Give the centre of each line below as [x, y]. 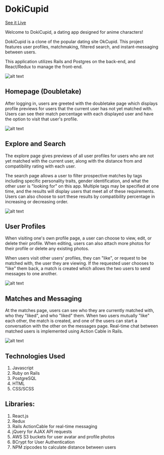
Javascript [23, 368]
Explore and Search [35, 144]
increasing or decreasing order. [37, 201]
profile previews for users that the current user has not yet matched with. [79, 108]
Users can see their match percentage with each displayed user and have [79, 114]
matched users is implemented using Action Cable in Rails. [64, 331]
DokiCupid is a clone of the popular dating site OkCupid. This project [74, 41]
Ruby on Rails [26, 373]
